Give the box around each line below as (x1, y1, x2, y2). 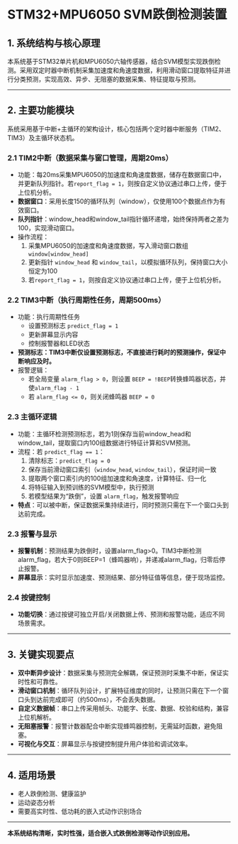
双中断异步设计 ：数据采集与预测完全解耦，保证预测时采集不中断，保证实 (17, 669, 229, 677)
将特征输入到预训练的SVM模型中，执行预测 (28, 482, 154, 491)
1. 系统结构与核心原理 (7, 37, 101, 49)
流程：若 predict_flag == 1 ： (17, 447, 105, 455)
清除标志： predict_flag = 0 (28, 456, 111, 465)
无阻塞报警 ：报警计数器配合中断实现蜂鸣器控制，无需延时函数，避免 (17, 722, 217, 730)
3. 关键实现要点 (7, 648, 74, 661)
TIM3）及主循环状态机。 (7, 133, 79, 142)
